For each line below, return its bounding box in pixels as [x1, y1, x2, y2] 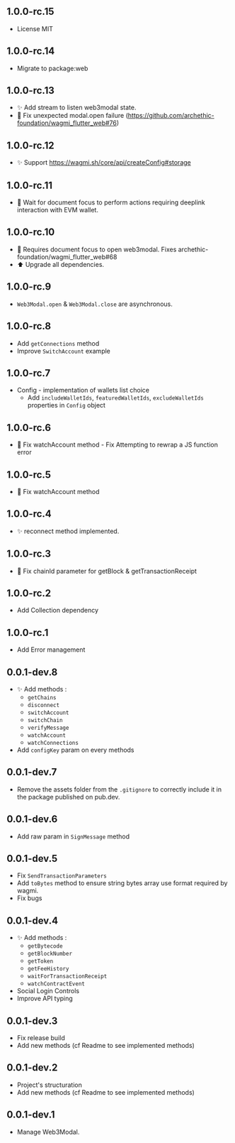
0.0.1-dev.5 [6, 853, 58, 865]
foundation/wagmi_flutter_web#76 [16, 119, 117, 127]
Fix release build [16, 1034, 65, 1042]
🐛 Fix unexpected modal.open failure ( [16, 111, 129, 120]
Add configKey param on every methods [16, 745, 135, 754]
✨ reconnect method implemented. [16, 527, 120, 535]
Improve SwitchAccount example [16, 346, 111, 355]
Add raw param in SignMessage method [16, 832, 130, 841]
